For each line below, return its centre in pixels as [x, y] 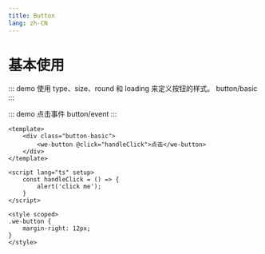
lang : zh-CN [28, 23]
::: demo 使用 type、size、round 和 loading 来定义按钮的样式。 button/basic [133, 89]
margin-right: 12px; [57, 228]
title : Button [32, 16]
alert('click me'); [69, 187]
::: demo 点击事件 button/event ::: [63, 114]
